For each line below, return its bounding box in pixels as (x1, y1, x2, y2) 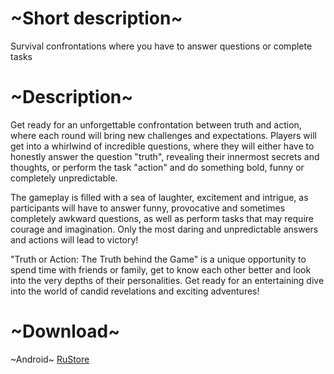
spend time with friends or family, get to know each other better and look (10, 263, 312, 276)
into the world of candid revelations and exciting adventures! (10, 285, 260, 297)
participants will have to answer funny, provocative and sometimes (10, 202, 286, 214)
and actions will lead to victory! (10, 233, 139, 246)
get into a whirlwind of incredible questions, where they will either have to (10, 140, 315, 152)
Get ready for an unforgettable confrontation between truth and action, (10, 118, 302, 131)
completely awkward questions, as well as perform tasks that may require (10, 212, 314, 224)
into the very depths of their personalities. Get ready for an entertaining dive (10, 274, 325, 286)
